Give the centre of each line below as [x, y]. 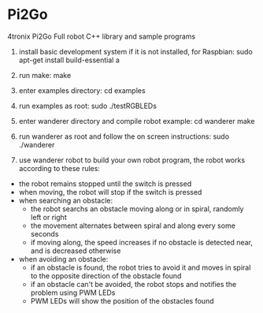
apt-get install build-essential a [69, 60]
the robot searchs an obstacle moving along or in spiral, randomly [137, 209]
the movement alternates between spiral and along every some [133, 225]
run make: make [45, 75]
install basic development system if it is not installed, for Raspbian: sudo [135, 51]
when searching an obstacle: [66, 200]
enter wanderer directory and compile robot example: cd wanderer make [137, 121]
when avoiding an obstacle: [63, 259]
